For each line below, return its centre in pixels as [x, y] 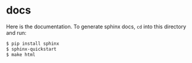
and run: [16, 32]
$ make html [21, 54]
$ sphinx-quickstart [32, 49]
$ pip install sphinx [33, 44]
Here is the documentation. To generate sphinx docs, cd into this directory [96, 26]
